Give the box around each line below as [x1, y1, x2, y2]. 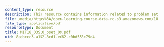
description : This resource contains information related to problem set [5, 12, 159, 17]
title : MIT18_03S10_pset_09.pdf [5, 30, 71, 35]
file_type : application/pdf [5, 21, 62, 26]
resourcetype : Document [5, 25, 54, 30]
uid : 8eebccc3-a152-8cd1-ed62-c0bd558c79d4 [5, 35, 95, 40]
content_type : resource [5, 7, 54, 12]
